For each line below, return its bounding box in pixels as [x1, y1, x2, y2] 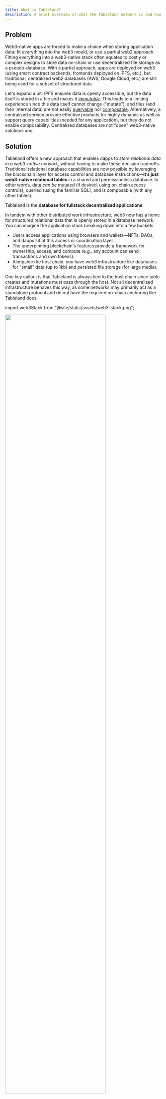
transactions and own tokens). [12, 253, 75, 260]
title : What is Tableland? [5, 7, 61, 12]
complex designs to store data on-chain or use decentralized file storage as [5, 59, 161, 65]
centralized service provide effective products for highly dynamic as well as [5, 112, 161, 118]
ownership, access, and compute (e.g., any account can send [12, 248, 139, 254]
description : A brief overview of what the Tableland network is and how [5, 12, 162, 17]
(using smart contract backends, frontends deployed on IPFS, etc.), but [5, 70, 151, 76]
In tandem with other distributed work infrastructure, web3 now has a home [5, 212, 160, 218]
